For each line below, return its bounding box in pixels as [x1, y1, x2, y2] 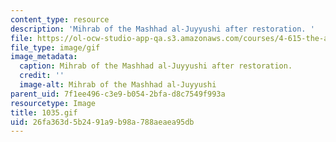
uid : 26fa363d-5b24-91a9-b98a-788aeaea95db [10, 117, 195, 127]
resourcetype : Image [10, 98, 97, 108]
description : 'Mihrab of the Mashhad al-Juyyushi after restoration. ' [10, 24, 315, 34]
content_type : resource [10, 14, 110, 25]
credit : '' [19, 71, 65, 81]
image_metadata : [10, 52, 78, 62]
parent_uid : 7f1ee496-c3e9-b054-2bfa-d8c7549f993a [10, 89, 226, 99]
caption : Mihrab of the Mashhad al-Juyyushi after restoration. [19, 61, 293, 71]
